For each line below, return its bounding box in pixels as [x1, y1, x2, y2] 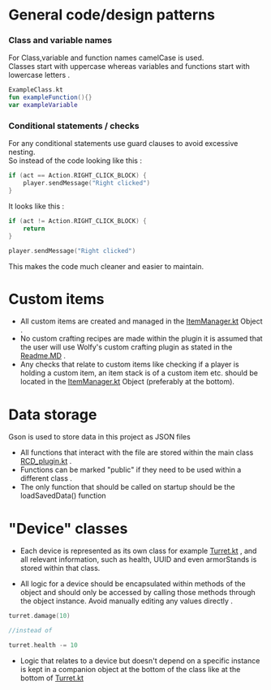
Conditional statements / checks [8, 120, 140, 131]
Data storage [8, 405, 97, 423]
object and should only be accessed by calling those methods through [19, 588, 256, 598]
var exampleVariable [8, 101, 79, 109]
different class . [19, 474, 73, 483]
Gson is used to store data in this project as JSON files [8, 432, 191, 442]
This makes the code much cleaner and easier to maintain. [8, 261, 204, 271]
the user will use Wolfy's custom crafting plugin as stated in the [19, 342, 233, 352]
